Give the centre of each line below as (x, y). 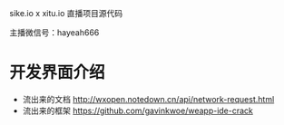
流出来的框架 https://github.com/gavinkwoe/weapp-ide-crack (138, 111)
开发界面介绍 (58, 73)
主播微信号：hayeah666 (54, 33)
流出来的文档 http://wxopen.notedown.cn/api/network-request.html (148, 99)
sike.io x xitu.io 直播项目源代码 (66, 13)
